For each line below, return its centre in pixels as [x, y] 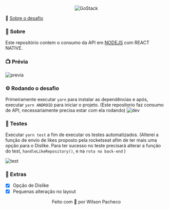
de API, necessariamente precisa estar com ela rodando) [65, 110]
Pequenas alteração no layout [44, 191]
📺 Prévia [17, 62]
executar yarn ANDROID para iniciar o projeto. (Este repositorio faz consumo [85, 105]
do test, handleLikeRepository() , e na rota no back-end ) [65, 151]
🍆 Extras [16, 175]
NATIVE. [14, 48]
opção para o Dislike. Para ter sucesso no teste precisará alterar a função [83, 146]
